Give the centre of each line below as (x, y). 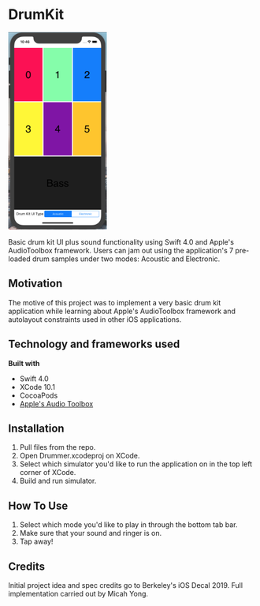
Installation (36, 428)
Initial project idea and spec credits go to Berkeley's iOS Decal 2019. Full (125, 585)
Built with (24, 363)
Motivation (35, 284)
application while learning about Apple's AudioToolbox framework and (122, 311)
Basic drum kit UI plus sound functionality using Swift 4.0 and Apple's (121, 241)
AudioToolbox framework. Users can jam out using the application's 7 (121, 250)
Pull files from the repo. (58, 447)
